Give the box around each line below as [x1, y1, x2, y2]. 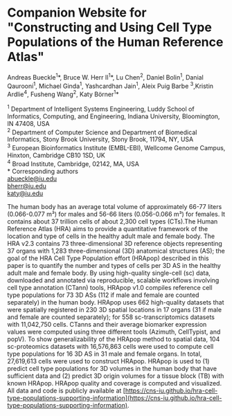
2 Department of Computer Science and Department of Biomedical [7, 127, 197, 136]
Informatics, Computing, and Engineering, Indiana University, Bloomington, [7, 112, 220, 120]
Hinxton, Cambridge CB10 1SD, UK [7, 151, 105, 159]
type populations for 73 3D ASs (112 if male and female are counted [7, 291, 199, 299]
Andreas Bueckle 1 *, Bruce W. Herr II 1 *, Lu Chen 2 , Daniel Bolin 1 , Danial [7, 71, 204, 81]
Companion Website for [7, 5, 147, 21]
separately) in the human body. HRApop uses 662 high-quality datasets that [7, 298, 224, 306]
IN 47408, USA [7, 119, 50, 127]
